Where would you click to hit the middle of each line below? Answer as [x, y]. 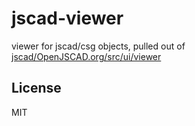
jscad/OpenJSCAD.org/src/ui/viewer [86, 56]
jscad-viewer [67, 18]
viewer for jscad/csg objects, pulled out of [98, 46]
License [36, 88]
